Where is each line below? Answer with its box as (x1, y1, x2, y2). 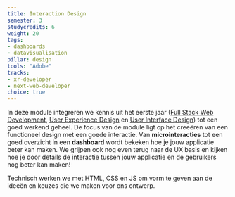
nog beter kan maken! (7, 160, 71, 169)
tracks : (7, 69, 30, 76)
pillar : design (7, 56, 52, 63)
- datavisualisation (7, 50, 68, 57)
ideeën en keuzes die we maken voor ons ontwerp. (7, 182, 155, 190)
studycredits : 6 (7, 23, 55, 30)
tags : (7, 37, 23, 44)
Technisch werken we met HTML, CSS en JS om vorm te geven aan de (7, 174, 212, 183)
